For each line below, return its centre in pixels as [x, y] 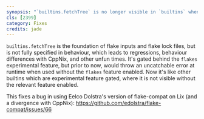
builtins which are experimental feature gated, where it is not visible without [101, 78]
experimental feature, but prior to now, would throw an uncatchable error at [100, 66]
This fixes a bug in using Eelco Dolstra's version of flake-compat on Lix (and [102, 97]
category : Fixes [27, 23]
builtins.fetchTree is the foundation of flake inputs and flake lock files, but [101, 46]
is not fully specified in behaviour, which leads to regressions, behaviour [97, 53]
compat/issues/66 [29, 109]
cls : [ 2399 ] [21, 18]
